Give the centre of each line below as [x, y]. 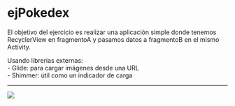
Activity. [19, 47]
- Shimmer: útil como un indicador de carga [70, 75]
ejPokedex [38, 13]
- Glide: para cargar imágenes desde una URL [73, 68]
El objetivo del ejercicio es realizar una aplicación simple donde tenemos [112, 32]
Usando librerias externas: [45, 60]
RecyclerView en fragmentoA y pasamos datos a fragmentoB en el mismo [113, 39]
